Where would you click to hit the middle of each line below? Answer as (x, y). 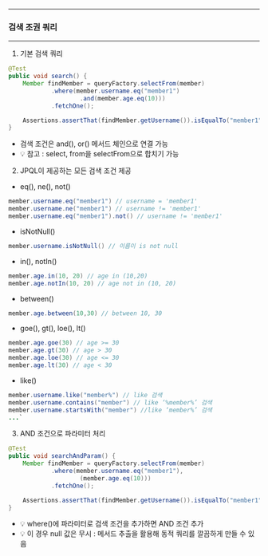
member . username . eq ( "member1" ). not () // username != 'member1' (116, 216)
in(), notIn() (38, 261)
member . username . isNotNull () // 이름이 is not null (93, 246)
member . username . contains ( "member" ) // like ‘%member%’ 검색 (110, 402)
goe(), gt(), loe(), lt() (53, 329)
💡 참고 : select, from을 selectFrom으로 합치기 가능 (99, 154)
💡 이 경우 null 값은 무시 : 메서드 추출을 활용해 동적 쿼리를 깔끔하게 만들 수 (133, 534)
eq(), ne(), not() (45, 187)
